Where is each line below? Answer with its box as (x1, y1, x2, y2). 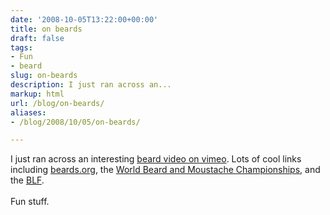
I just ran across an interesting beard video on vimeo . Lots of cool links (10, 153, 302, 165)
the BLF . (10, 174, 45, 186)
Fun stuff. (10, 196, 50, 208)
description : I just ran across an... (10, 80, 172, 90)
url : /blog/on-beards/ (10, 98, 105, 108)
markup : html (10, 89, 65, 99)
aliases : (10, 107, 47, 118)
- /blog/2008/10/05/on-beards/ (10, 117, 141, 127)
